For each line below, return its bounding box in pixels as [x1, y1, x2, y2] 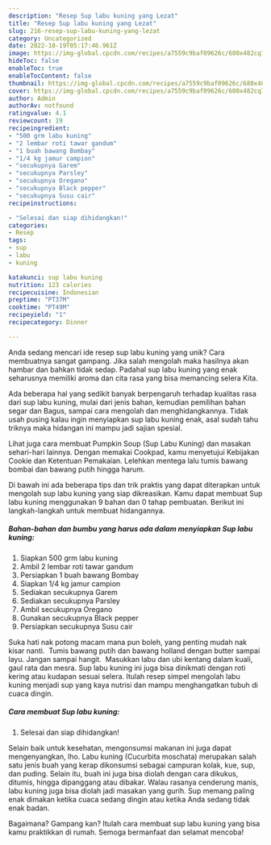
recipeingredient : [8, 124, 70, 132]
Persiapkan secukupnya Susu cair [19, 622, 133, 631]
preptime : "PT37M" [8, 296, 70, 304]
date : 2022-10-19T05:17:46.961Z [8, 42, 117, 50]
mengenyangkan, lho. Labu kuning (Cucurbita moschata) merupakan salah [8, 751, 256, 761]
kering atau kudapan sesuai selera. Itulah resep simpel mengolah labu [8, 671, 240, 681]
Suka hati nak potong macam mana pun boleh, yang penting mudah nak [8, 637, 248, 647]
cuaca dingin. [8, 689, 54, 698]
